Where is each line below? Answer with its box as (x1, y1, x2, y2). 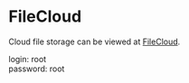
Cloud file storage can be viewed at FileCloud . (8, 36, 181, 47)
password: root (8, 63, 65, 74)
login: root (8, 53, 47, 64)
